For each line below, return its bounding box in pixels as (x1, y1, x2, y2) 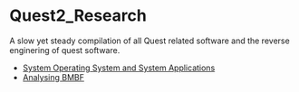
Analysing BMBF (22, 71, 84, 82)
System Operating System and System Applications (22, 62, 216, 73)
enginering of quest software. (9, 44, 121, 55)
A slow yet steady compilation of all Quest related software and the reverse (9, 35, 290, 46)
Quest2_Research (9, 5, 147, 26)
